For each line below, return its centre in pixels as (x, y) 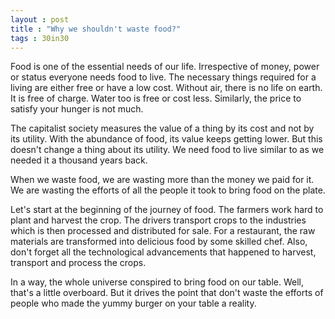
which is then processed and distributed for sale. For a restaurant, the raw (163, 231)
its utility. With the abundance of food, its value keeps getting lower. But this (166, 139)
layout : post (40, 19)
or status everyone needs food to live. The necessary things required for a (163, 77)
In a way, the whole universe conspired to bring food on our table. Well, (157, 282)
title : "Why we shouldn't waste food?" (96, 29)
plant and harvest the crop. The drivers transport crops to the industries (158, 220)
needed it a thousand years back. (79, 160)
